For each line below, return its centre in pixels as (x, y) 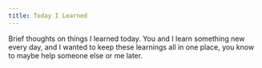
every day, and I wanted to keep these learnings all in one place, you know (131, 47)
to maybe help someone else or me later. (75, 55)
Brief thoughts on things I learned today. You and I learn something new (127, 38)
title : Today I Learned (48, 16)
